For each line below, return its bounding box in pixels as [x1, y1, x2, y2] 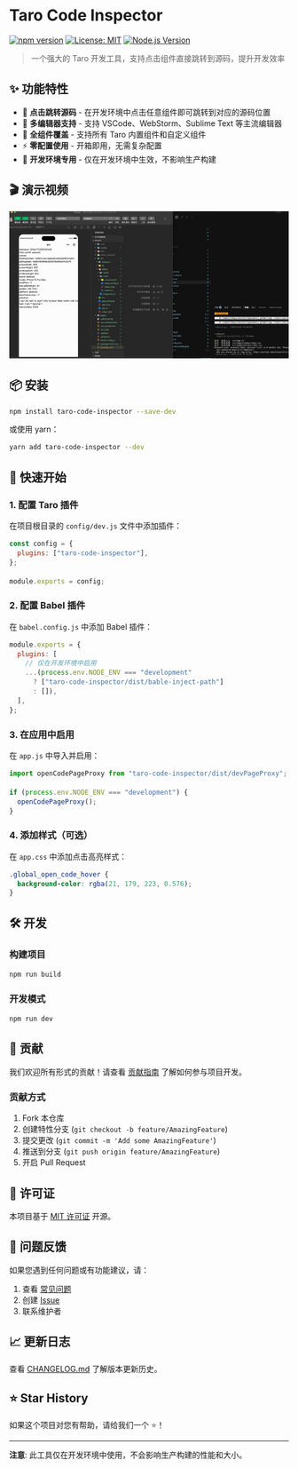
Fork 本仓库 [21, 1113, 65, 1123]
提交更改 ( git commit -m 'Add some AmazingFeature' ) [21, 1135, 217, 1146]
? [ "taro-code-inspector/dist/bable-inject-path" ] [32, 678, 224, 686]
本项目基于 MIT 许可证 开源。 [9, 1210, 116, 1221]
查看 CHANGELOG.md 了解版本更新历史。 [9, 1363, 162, 1374]
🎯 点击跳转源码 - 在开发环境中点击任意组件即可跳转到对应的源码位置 [21, 107, 271, 117]
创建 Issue [21, 1294, 60, 1305]
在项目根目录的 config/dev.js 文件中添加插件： [9, 520, 182, 531]
